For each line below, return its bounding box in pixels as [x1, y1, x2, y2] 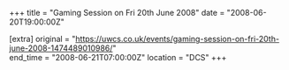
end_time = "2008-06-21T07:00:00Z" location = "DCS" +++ [9, 52, 227, 62]
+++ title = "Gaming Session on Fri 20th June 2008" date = [9, 8, 225, 17]
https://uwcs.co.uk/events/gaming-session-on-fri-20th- [74, 34, 280, 44]
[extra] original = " [9, 34, 76, 44]
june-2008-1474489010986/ [9, 43, 113, 53]
